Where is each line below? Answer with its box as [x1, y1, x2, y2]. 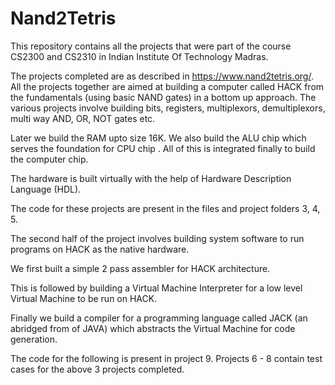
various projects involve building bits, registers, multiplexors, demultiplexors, [10, 102, 326, 114]
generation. [10, 333, 58, 345]
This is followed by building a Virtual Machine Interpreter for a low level [10, 282, 303, 294]
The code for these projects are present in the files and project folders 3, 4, [10, 202, 321, 214]
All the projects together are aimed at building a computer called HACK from [10, 80, 325, 92]
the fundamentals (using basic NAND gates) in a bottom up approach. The [10, 91, 317, 103]
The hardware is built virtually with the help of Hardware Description [10, 172, 292, 184]
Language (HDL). [10, 183, 82, 195]
